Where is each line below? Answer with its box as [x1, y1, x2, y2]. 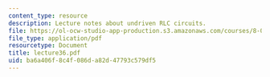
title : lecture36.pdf [8, 49, 81, 57]
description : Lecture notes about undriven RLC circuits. [8, 19, 207, 27]
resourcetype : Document [8, 42, 88, 50]
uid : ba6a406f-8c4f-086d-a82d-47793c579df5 [8, 57, 157, 65]
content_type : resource [8, 11, 88, 20]
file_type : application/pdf [8, 34, 103, 43]
